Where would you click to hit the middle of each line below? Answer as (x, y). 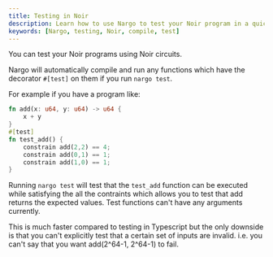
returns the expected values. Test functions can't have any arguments (126, 203)
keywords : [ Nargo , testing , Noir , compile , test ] (94, 31)
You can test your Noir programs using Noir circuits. (95, 54)
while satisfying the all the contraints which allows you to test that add (126, 194)
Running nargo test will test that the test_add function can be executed (128, 185)
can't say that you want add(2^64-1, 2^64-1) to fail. (93, 244)
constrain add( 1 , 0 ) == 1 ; (67, 162)
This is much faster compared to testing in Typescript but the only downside (136, 227)
